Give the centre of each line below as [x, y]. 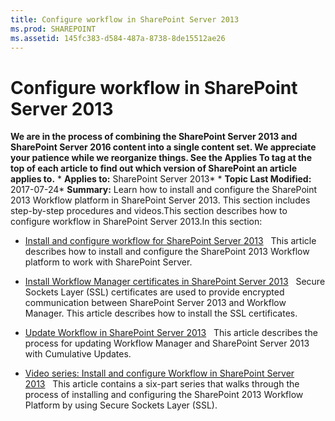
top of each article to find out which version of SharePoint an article [154, 168]
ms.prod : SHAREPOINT [53, 29]
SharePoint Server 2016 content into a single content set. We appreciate [163, 147]
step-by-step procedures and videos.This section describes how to [149, 211]
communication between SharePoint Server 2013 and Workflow [155, 303]
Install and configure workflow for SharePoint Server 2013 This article [170, 241]
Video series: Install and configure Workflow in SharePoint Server [159, 373]
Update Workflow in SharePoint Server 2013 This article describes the [171, 333]
